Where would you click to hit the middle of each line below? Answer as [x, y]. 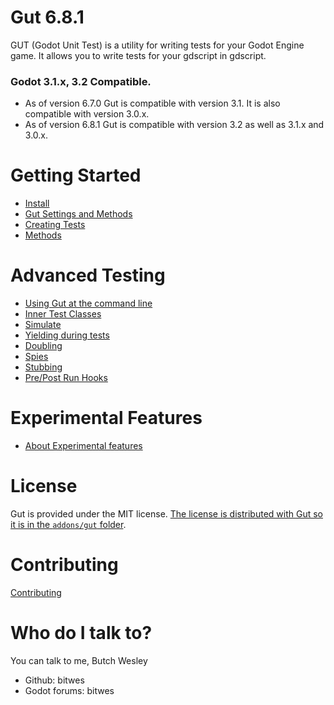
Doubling [43, 346]
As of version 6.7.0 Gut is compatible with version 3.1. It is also [152, 103]
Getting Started [76, 175]
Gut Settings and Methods [78, 214]
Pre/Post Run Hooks [66, 378]
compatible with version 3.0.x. [87, 114]
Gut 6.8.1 [47, 17]
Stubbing [43, 367]
